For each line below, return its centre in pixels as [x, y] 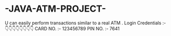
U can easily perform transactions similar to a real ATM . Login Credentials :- [85, 23]
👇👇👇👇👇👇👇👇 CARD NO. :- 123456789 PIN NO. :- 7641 [62, 28]
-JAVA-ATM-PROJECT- [55, 9]
